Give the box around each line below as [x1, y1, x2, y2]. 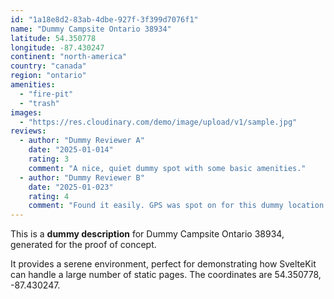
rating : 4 [28, 191, 70, 201]
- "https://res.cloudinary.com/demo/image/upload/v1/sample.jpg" [19, 117, 298, 127]
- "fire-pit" [19, 89, 74, 99]
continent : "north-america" [10, 52, 128, 62]
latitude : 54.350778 [10, 33, 97, 43]
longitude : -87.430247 [10, 42, 105, 53]
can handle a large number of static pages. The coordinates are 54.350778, [10, 269, 322, 281]
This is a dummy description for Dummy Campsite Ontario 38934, [10, 228, 285, 240]
